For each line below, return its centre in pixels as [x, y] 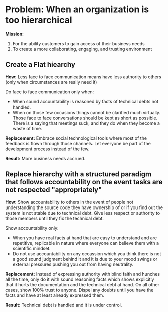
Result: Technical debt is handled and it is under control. [64, 305]
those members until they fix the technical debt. [55, 218]
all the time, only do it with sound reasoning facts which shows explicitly [80, 279]
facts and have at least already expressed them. [55, 295]
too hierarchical [39, 20]
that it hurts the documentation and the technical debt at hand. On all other [82, 284]
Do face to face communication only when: [50, 92]
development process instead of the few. [47, 149]
